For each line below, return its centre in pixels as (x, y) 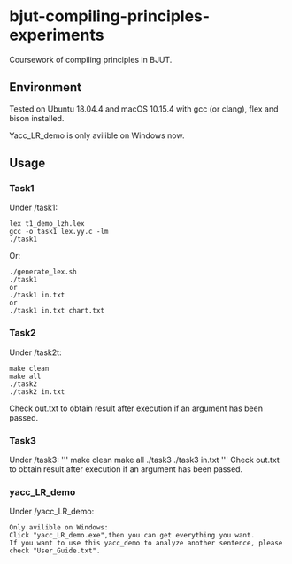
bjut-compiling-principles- (110, 16)
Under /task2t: (35, 352)
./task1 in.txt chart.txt (57, 311)
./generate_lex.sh (43, 272)
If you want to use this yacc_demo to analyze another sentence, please (146, 543)
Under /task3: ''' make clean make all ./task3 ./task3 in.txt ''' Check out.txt (145, 460)
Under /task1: (33, 208)
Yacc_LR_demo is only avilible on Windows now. (97, 135)
